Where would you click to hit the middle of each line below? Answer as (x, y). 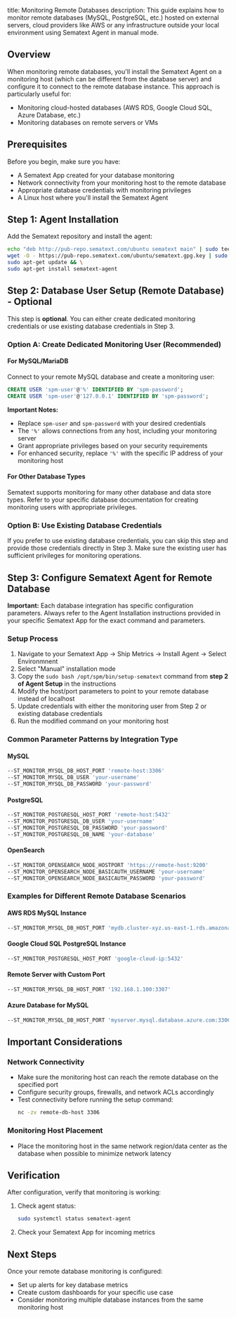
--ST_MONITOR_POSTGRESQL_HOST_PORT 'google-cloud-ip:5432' (96, 958)
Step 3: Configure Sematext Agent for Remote (110, 578)
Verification (34, 1175)
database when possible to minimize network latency (94, 1153)
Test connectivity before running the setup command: (95, 1100)
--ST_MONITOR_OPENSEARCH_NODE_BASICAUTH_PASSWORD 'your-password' (106, 878)
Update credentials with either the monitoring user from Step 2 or (112, 706)
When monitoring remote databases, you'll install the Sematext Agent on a (115, 71)
